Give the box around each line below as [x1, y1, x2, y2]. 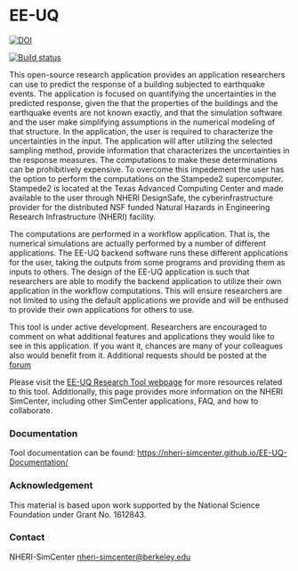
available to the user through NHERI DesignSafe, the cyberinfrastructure [9, 192, 274, 203]
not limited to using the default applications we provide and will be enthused [9, 295, 289, 306]
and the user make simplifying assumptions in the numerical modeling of [9, 117, 276, 127]
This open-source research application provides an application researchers [9, 69, 286, 80]
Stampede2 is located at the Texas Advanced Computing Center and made [9, 183, 284, 193]
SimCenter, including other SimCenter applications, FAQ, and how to [9, 396, 259, 406]
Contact [9, 531, 45, 543]
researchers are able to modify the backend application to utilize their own [9, 275, 282, 286]
